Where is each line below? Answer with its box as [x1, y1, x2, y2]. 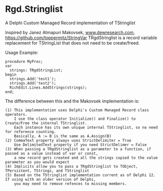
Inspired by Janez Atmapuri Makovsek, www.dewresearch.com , [5, 29, 135, 35]
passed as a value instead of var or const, [5, 151, 98, 156]
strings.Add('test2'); [9, 81, 56, 86]
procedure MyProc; [5, 59, 43, 64]
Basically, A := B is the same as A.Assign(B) [14, 134, 112, 139]
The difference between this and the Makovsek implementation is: [5, 98, 140, 104]
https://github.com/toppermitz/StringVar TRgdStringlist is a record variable [5, 35, 157, 41]
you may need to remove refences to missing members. [14, 181, 127, 186]
